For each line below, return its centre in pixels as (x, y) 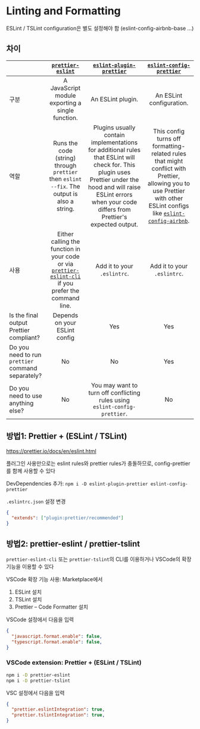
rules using (114, 400)
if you (65, 283)
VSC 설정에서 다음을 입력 (35, 693)
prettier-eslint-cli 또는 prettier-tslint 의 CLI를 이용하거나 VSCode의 (93, 559)
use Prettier (169, 191)
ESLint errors (114, 194)
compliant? (25, 337)
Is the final (24, 315)
